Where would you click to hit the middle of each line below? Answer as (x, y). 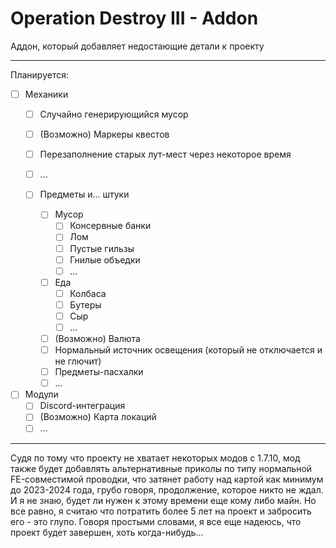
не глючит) (78, 361)
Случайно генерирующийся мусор (114, 114)
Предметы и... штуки (84, 194)
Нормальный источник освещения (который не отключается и (188, 350)
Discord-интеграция (82, 406)
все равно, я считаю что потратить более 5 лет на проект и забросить (161, 511)
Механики (46, 94)
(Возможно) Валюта (97, 338)
